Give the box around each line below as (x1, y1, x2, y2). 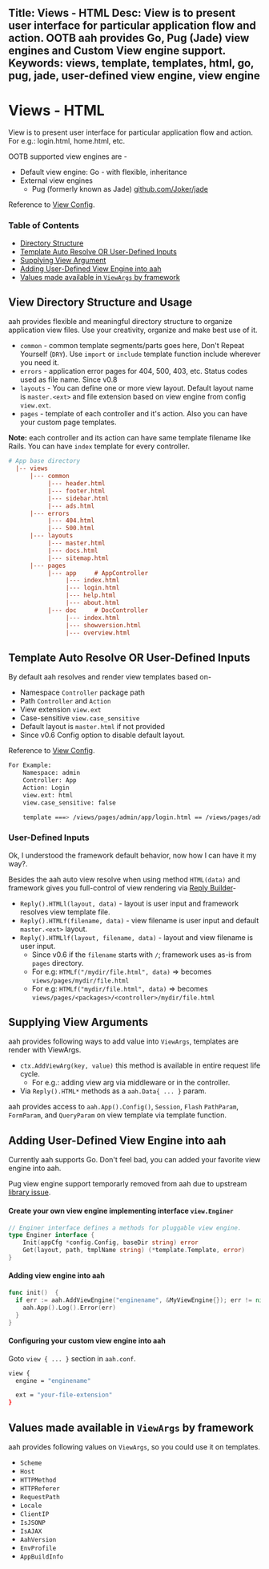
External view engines (19, 176, 94, 185)
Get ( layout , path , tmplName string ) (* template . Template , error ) (22, 1247, 246, 1255)
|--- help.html (65, 591, 116, 600)
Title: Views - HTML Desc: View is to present (8, 6, 236, 20)
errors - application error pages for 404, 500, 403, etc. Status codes (19, 367, 248, 376)
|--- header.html (47, 480, 106, 488)
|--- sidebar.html (47, 494, 110, 502)
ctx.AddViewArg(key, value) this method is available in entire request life (19, 1060, 261, 1070)
